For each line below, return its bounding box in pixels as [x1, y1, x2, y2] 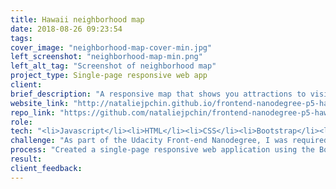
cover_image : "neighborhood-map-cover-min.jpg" [10, 42, 213, 53]
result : [10, 154, 43, 164]
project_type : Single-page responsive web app [10, 71, 208, 81]
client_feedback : [10, 163, 83, 173]
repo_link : [10, 107, 56, 118]
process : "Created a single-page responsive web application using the [10, 145, 315, 155]
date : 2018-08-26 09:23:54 [10, 24, 123, 34]
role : [10, 117, 33, 127]
